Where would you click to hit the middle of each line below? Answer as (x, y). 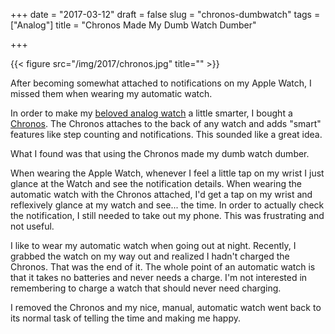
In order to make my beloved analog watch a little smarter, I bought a (151, 113)
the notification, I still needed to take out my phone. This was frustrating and (167, 215)
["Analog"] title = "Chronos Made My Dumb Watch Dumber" (133, 25)
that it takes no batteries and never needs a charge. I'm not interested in (159, 277)
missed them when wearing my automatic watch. (111, 93)
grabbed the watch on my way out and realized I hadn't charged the (150, 256)
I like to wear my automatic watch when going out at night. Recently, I (153, 245)
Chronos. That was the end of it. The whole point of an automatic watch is (163, 267)
